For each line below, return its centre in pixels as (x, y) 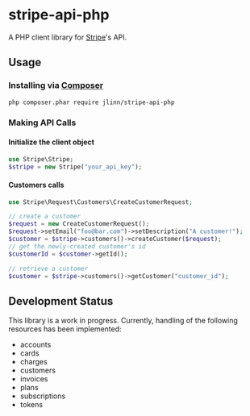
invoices (34, 379)
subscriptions (43, 396)
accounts (35, 345)
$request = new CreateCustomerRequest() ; (79, 224)
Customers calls (36, 185)
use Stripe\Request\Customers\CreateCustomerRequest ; (101, 202)
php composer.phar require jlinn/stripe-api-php (92, 102)
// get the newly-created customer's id (77, 246)
